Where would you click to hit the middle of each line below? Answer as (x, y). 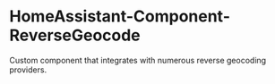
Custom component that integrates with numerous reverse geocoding (138, 60)
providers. (28, 70)
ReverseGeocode (75, 35)
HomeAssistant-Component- (120, 17)
